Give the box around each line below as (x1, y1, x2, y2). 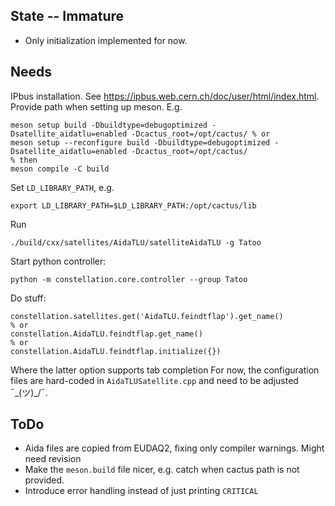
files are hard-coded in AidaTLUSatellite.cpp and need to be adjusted (10, 374, 299, 386)
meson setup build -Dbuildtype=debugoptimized (10, 120, 208, 130)
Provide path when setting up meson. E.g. (10, 100, 183, 113)
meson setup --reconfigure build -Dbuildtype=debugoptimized (10, 137, 271, 148)
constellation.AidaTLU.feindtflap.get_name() (10, 329, 203, 339)
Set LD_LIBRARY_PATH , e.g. (10, 181, 115, 193)
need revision (24, 453, 82, 465)
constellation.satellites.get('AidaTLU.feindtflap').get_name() (10, 311, 284, 321)
